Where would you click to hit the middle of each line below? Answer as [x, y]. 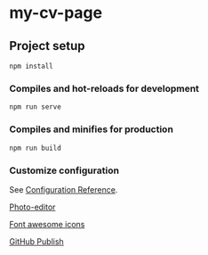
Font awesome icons [47, 224]
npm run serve [36, 107]
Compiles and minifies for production [91, 129]
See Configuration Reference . [64, 189]
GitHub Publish [36, 241]
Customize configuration [64, 170]
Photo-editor [32, 207]
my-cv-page [56, 13]
